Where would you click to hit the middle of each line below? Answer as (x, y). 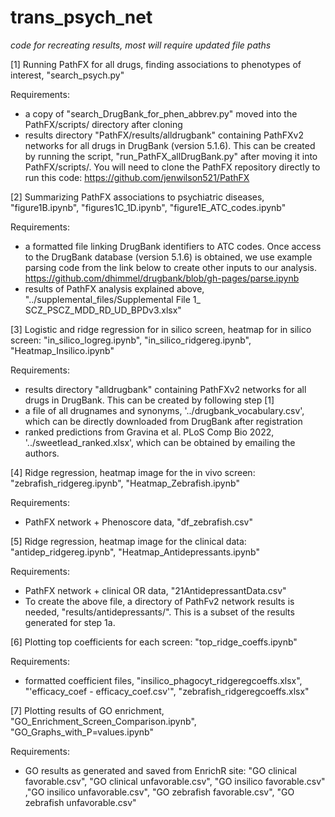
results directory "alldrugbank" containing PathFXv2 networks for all (165, 389)
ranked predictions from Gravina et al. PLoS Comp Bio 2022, (149, 432)
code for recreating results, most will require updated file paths (141, 45)
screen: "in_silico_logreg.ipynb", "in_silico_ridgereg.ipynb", (131, 340)
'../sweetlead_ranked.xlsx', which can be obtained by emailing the (160, 442)
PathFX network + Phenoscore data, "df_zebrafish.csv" (138, 522)
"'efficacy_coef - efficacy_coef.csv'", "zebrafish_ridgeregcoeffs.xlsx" (167, 691)
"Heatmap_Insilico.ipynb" (62, 350)
